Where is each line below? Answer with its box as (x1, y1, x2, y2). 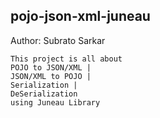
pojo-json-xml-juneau (10, 8, 151, 25)
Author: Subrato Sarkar (10, 34, 106, 46)
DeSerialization (10, 89, 78, 99)
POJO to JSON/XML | (10, 62, 92, 73)
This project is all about (10, 54, 123, 64)
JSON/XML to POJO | (10, 71, 92, 81)
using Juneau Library (10, 97, 101, 108)
